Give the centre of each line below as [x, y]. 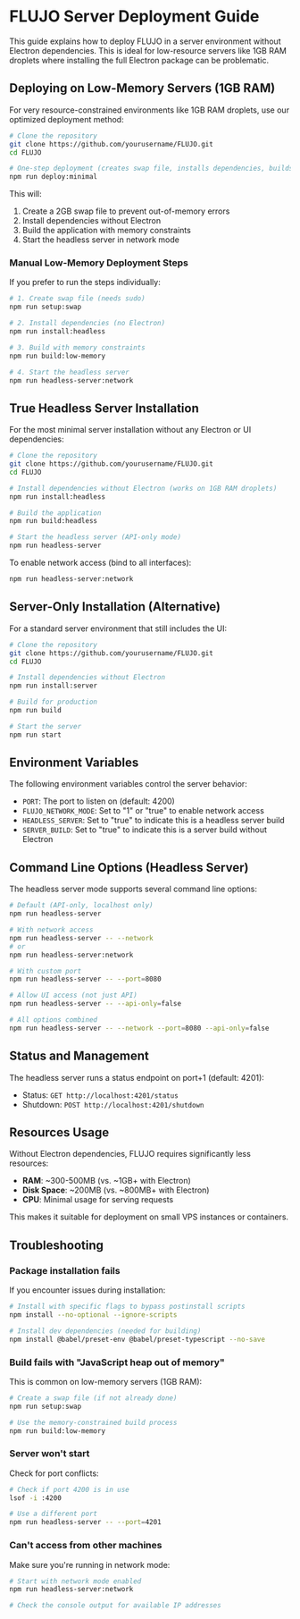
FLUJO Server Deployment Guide [134, 17]
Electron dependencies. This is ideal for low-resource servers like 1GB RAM [148, 50]
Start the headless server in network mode [101, 240]
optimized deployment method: [67, 119]
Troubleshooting [57, 1245]
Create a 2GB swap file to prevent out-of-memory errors [126, 211]
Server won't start [50, 1454]
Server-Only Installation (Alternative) [115, 607]
